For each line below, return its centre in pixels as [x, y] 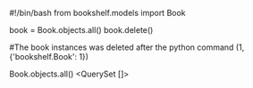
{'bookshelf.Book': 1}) [49, 56]
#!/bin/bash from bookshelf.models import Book [97, 13]
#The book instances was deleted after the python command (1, [127, 47]
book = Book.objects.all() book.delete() [81, 30]
